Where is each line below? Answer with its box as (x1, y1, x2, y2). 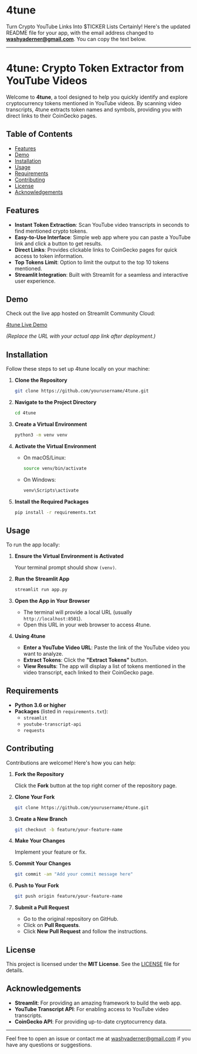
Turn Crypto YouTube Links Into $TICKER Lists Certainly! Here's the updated (6, 23, 191, 30)
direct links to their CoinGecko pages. (6, 112, 97, 119)
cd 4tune (14, 410, 36, 416)
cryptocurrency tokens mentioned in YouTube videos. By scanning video (6, 99, 182, 106)
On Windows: (23, 476, 56, 483)
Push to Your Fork (14, 882, 59, 889)
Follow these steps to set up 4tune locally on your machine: (6, 365, 150, 372)
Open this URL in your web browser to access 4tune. (23, 621, 151, 629)
